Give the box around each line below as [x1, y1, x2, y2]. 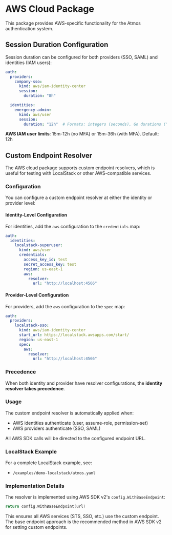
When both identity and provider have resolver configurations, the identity [5, 380, 163, 386]
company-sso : [14, 79, 42, 84]
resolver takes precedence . [5, 385, 65, 391]
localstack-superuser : [14, 243, 63, 248]
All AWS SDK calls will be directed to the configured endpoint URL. [5, 435, 146, 441]
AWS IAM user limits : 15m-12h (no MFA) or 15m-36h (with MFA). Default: [5, 131, 159, 137]
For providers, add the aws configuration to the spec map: [5, 303, 125, 309]
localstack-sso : [14, 323, 50, 328]
